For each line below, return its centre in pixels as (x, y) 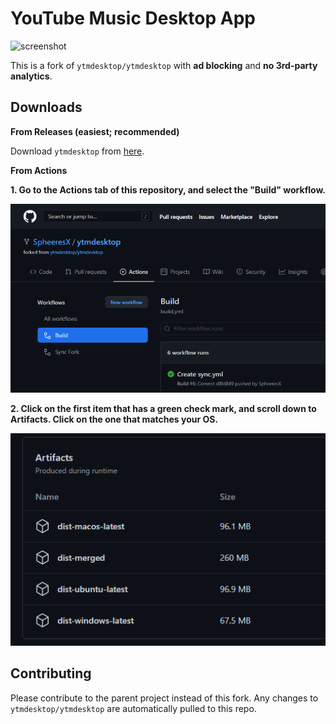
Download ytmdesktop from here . (77, 151)
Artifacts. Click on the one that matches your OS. (114, 419)
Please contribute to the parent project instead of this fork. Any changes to (164, 698)
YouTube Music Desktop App (133, 18)
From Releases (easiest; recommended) (95, 131)
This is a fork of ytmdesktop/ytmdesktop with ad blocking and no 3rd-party (164, 65)
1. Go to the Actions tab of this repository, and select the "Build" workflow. (168, 189)
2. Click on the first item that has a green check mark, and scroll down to (163, 409)
